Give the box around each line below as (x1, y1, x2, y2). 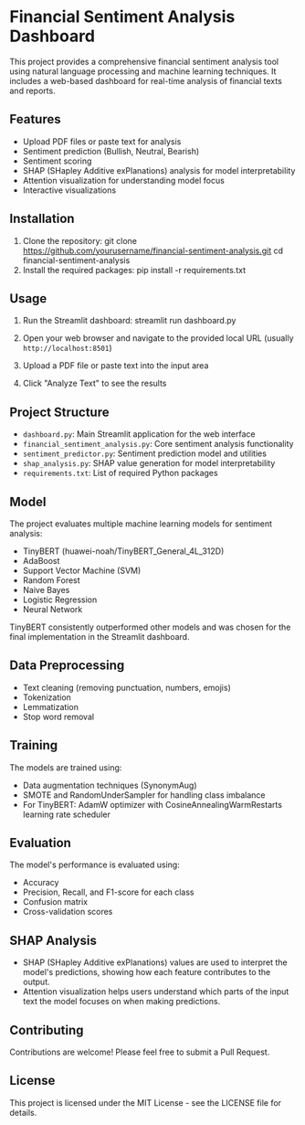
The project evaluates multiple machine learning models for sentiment (9, 518, 272, 529)
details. (9, 1107, 37, 1118)
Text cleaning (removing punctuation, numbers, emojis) (22, 682, 231, 693)
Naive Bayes (22, 585, 70, 595)
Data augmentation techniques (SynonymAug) (22, 780, 198, 791)
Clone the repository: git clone (22, 235, 137, 246)
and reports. (9, 85, 57, 96)
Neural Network (22, 604, 83, 614)
